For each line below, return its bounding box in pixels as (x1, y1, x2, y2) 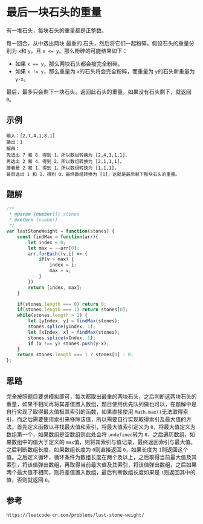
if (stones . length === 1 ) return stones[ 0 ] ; (17, 307, 129, 313)
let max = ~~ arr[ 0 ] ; (28, 245, 80, 251)
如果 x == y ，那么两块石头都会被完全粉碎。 (14, 60, 123, 67)
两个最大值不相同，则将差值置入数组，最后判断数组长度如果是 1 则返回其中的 (6, 469, 196, 476)
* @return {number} (8, 217, 59, 223)
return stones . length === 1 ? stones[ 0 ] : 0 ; (17, 352, 134, 358)
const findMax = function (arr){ (17, 234, 98, 240)
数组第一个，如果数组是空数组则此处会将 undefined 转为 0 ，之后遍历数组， (6, 431, 190, 438)
